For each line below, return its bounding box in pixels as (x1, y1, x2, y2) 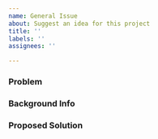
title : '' (8, 27, 42, 35)
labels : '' (8, 34, 45, 43)
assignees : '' (8, 42, 57, 50)
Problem (8, 76, 43, 88)
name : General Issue (8, 11, 79, 20)
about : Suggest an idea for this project (8, 20, 151, 28)
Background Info (8, 98, 75, 109)
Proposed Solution (8, 119, 83, 131)
